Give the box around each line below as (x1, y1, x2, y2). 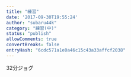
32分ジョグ (6, 64, 34, 71)
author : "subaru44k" (6, 20, 57, 25)
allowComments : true (6, 36, 57, 42)
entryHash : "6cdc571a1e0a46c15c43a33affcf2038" (6, 47, 126, 53)
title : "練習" (6, 8, 40, 15)
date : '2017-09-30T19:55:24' (6, 14, 78, 20)
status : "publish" (6, 31, 52, 37)
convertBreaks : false (6, 42, 60, 48)
